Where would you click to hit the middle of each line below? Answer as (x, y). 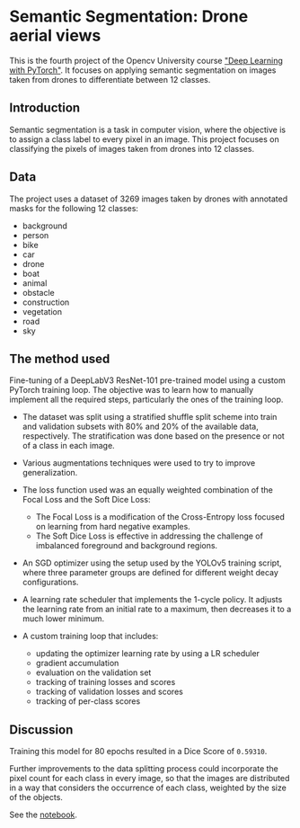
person (35, 235)
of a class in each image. (68, 446)
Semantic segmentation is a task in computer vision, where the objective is (147, 129)
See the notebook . (44, 815)
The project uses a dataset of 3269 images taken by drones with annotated (149, 199)
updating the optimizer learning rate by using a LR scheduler (148, 654)
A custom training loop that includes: (90, 637)
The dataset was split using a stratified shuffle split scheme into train (150, 417)
